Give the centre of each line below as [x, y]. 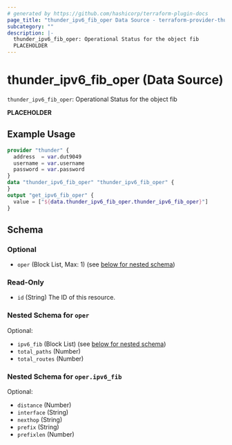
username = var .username [49, 163]
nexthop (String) [40, 420]
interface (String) [43, 412]
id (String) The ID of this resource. [66, 298]
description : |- [30, 33]
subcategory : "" [30, 26]
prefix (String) [38, 427]
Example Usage [41, 135]
